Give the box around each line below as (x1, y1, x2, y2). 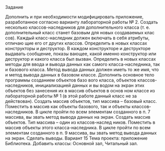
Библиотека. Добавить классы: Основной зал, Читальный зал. (5, 141, 138, 146)
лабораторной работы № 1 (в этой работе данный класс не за (5, 93, 137, 99)
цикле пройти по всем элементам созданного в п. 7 (39, 109, 151, 115)
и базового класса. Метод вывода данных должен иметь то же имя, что (5, 67, 159, 73)
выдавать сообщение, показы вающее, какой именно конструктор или (5, 51, 157, 57)
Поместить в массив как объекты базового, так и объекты (5, 104, 131, 109)
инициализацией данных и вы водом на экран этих (35, 82, 145, 88)
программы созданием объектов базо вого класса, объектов (5, 77, 137, 83)
